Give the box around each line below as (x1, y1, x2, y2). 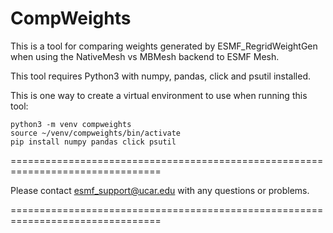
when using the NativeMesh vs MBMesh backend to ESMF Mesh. (10, 50, 280, 62)
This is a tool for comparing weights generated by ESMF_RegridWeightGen (10, 40, 318, 52)
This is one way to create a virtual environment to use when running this (10, 89, 308, 101)
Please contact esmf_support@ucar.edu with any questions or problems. (10, 184, 310, 196)
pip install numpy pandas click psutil (10, 137, 177, 147)
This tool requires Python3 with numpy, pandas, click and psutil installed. (10, 70, 311, 82)
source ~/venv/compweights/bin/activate (10, 128, 182, 138)
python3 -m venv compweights (10, 119, 132, 129)
